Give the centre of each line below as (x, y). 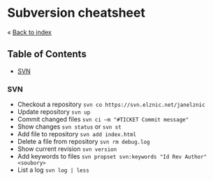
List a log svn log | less (53, 170)
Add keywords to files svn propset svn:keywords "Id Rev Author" (112, 157)
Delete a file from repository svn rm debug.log (83, 142)
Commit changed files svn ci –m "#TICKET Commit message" (103, 120)
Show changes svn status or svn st (69, 126)
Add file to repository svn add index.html (77, 134)
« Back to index (30, 32)
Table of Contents (47, 54)
